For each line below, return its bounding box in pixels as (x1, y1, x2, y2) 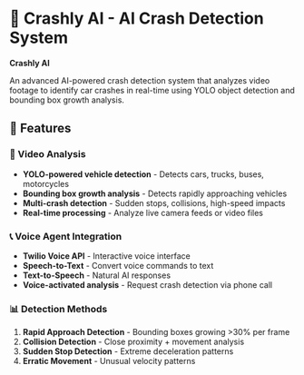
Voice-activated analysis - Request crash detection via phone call (22, 279, 273, 290)
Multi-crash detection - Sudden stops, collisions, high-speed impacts (22, 197, 286, 208)
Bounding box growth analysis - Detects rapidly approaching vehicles (22, 188, 288, 199)
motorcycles (22, 178, 70, 189)
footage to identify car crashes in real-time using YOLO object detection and (9, 84, 295, 95)
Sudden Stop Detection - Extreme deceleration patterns (22, 346, 234, 357)
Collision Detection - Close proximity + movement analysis (22, 336, 245, 348)
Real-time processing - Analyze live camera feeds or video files (22, 207, 263, 218)
